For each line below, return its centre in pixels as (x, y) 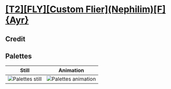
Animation (71, 71)
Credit (15, 39)
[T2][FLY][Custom (45, 9)
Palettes (19, 56)
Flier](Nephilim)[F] (126, 9)
